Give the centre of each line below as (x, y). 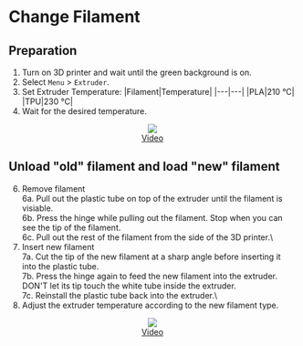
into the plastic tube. (60, 266)
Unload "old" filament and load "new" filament (144, 167)
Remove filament (53, 188)
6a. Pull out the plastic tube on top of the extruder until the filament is (152, 198)
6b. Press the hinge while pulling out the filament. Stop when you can (152, 217)
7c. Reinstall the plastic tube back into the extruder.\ (120, 295)
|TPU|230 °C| (47, 101)
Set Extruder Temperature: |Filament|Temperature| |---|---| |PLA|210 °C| (158, 92)
